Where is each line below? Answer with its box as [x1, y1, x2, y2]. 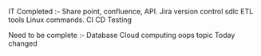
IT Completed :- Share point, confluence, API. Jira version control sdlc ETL [8, 7, 254, 16]
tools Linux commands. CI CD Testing [8, 15, 132, 24]
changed [8, 39, 38, 48]
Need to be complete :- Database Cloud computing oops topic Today [8, 31, 235, 39]
